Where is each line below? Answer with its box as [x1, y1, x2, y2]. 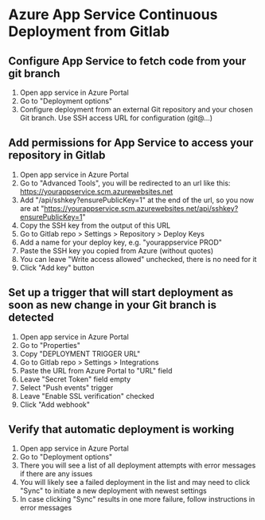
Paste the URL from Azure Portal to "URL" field [19, 366, 173, 375]
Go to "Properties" [19, 340, 81, 350]
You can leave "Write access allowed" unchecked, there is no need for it [19, 254, 257, 264]
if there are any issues [19, 469, 93, 479]
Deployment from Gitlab [8, 22, 170, 41]
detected [8, 311, 54, 324]
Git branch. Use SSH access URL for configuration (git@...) [19, 113, 213, 123]
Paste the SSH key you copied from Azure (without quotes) [19, 245, 214, 256]
